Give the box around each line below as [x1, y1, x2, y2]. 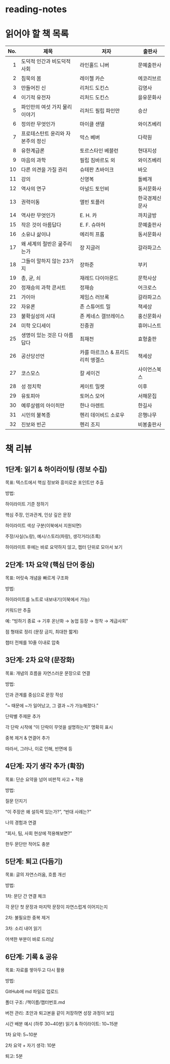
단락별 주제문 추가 [5, 713, 40, 719]
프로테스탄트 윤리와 [21, 130, 65, 137]
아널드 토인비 [79, 185, 110, 192]
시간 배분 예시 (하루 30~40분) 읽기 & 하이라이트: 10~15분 [5, 1021, 118, 1027]
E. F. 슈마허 [79, 222, 106, 229]
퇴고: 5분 [5, 1053, 23, 1059]
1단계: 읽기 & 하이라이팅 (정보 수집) [5, 465, 108, 474]
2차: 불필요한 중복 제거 [5, 914, 50, 921]
